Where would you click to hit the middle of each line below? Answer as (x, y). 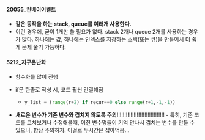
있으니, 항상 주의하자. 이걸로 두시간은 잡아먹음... (72, 130)
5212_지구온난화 (26, 62)
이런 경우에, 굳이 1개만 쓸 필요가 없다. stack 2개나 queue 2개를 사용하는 (101, 32)
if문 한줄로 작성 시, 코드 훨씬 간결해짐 (59, 90)
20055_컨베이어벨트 (31, 9)
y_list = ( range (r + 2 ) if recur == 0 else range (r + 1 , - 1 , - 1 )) (100, 103)
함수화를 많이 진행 (36, 77)
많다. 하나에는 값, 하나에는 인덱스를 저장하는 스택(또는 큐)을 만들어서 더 (106, 39)
